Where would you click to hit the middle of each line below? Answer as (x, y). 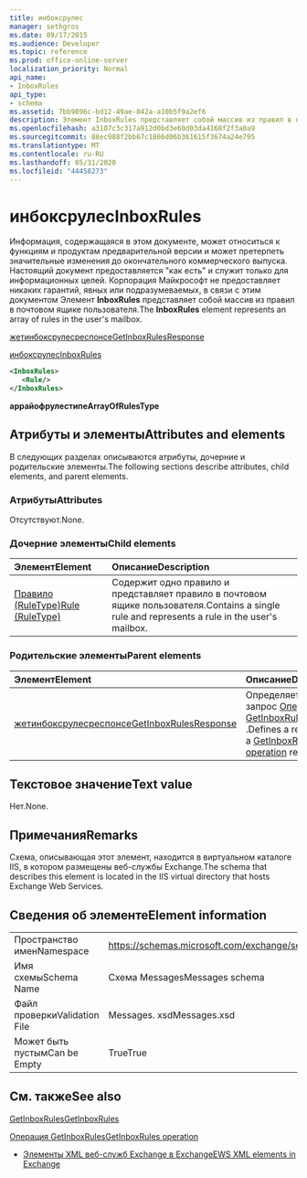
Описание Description (161, 567)
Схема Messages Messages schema (186, 978)
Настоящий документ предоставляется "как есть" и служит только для (149, 271)
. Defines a (267, 729)
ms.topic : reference (49, 52)
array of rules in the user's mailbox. (76, 319)
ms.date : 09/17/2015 (49, 35)
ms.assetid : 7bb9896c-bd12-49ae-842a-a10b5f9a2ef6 (108, 112)
